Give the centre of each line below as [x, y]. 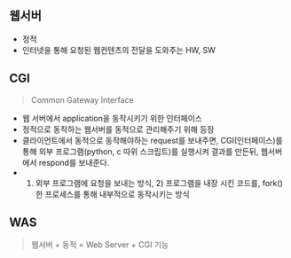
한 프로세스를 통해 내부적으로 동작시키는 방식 [112, 194]
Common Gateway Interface [83, 99]
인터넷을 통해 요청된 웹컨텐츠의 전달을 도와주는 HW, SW [118, 50]
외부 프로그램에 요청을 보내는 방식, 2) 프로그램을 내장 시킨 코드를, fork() [159, 183]
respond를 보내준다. [74, 162]
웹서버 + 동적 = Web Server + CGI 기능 [100, 245]
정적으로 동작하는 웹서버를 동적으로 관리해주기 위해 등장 [118, 129]
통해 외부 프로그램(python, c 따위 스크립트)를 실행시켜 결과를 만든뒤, [140, 151]
